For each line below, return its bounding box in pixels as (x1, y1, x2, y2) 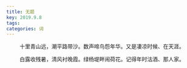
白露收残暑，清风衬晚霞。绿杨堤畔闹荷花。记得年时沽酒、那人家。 (19, 55, 185, 63)
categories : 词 (6, 25, 44, 32)
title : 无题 (6, 8, 35, 15)
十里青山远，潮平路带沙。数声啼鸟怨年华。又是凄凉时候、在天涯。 (19, 43, 185, 50)
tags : (6, 20, 20, 26)
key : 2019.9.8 (6, 14, 42, 20)
